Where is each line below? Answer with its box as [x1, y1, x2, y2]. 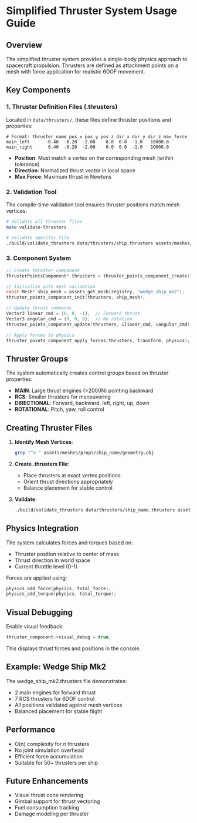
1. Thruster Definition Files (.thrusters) [6, 103, 118, 111]
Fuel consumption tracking [14, 804, 79, 811]
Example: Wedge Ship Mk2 [6, 662, 107, 672]
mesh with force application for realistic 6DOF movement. [6, 68, 145, 75]
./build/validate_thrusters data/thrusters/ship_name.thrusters [14, 507, 175, 513]
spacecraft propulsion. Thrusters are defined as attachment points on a [6, 62, 179, 69]
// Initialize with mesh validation [6, 283, 96, 289]
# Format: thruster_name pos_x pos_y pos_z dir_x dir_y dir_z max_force [6, 133, 188, 139]
